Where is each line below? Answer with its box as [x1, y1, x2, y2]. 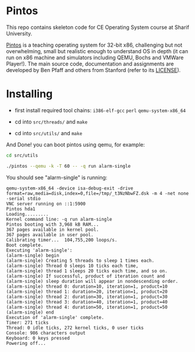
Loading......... [6, 211, 49, 217]
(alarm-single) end [6, 309, 54, 315]
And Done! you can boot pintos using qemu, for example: [6, 141, 145, 148]
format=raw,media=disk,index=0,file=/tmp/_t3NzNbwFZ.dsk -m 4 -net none [6, 190, 189, 196]
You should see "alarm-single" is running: [6, 174, 108, 181]
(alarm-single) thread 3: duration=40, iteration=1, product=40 [6, 299, 168, 305]
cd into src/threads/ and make [14, 118, 87, 125]
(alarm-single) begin [6, 252, 60, 258]
